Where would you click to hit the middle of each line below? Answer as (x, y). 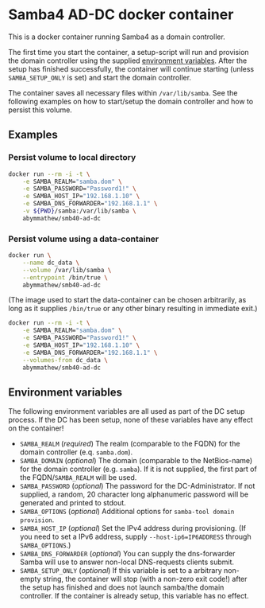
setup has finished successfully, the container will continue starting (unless (131, 68)
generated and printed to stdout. (73, 503)
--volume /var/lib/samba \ (67, 270)
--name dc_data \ (51, 263)
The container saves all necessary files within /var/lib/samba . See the (123, 92)
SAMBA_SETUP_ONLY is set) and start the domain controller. (100, 77)
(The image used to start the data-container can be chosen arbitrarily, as (127, 300)
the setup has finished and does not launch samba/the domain (122, 587)
